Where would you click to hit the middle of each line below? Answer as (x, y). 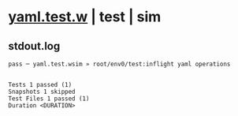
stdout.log (34, 46)
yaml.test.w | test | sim (85, 17)
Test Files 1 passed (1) (49, 99)
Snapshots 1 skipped (42, 92)
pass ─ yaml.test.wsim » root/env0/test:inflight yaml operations (119, 64)
